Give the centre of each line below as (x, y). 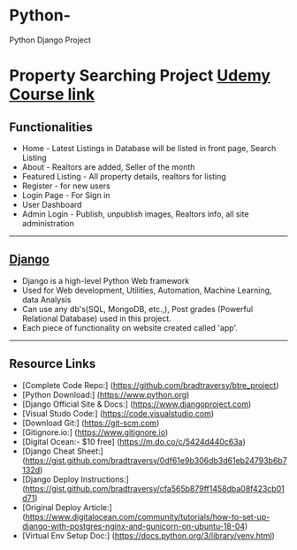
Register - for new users (66, 186)
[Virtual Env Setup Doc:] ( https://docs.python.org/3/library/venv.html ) (148, 535)
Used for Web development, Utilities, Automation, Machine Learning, (147, 290)
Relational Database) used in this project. (97, 318)
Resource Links (53, 364)
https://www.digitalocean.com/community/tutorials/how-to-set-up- (148, 516)
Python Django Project (50, 40)
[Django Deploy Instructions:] (76, 479)
